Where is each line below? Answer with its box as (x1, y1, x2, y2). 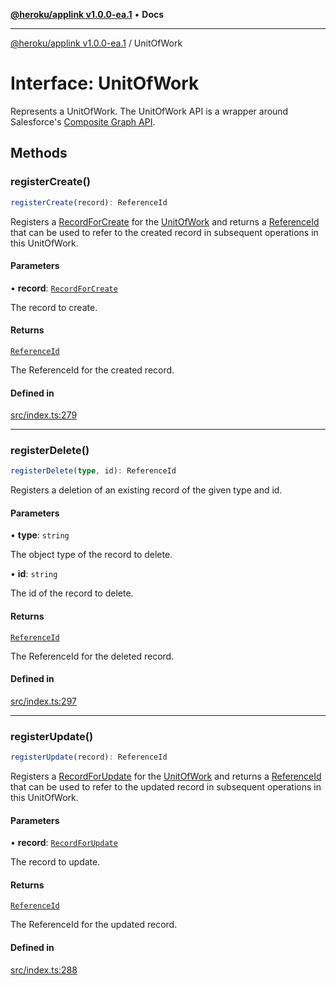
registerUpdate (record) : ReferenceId (10, 752, 168, 763)
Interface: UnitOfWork (10, 72, 200, 95)
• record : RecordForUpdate (10, 837, 118, 849)
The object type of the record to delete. (10, 549, 173, 561)
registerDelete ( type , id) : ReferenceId (10, 466, 177, 476)
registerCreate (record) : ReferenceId (10, 197, 168, 208)
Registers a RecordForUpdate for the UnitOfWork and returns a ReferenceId (10, 770, 322, 783)
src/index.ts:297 (10, 695, 77, 707)
